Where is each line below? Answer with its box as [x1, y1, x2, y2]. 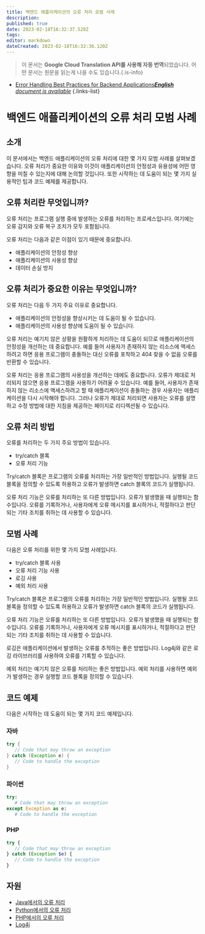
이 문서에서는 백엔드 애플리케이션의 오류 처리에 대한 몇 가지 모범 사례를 [6, 154, 174, 162]
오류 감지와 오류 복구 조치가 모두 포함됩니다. [6, 222, 111, 230]
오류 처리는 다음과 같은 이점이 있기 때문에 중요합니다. [6, 235, 132, 243]
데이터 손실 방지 [15, 264, 53, 271]
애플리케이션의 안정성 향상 [15, 248, 78, 256]
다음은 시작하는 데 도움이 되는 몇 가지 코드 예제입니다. [6, 710, 133, 717]
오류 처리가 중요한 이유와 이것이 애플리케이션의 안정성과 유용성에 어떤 [24, 162, 190, 170]
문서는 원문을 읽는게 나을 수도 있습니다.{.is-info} [28, 68, 144, 76]
